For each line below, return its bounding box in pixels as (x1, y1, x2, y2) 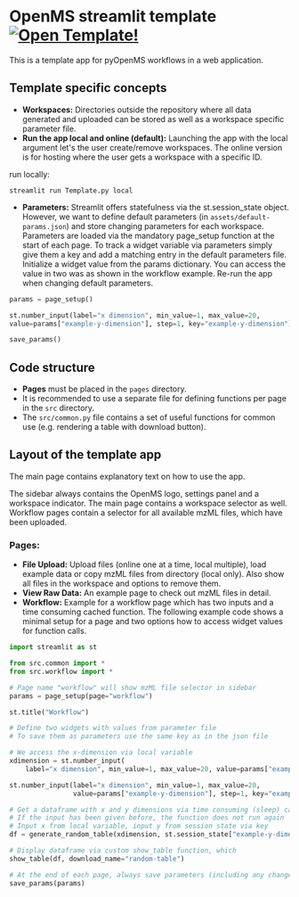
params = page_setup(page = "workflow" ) (9, 691, 153, 701)
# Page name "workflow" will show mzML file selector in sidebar (9, 683, 256, 692)
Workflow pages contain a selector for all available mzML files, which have (9, 506, 283, 518)
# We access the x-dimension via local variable (9, 748, 193, 757)
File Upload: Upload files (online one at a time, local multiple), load (21, 559, 267, 570)
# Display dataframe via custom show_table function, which (9, 846, 238, 855)
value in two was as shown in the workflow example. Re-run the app (21, 267, 273, 278)
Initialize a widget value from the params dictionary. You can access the (21, 259, 287, 269)
